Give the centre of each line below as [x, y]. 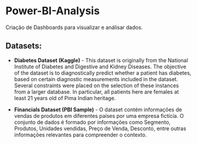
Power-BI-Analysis [53, 11]
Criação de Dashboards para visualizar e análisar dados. [74, 27]
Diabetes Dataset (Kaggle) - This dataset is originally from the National [101, 60]
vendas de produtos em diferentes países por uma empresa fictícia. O [99, 116]
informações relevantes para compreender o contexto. [80, 135]
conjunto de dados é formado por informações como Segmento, [92, 122]
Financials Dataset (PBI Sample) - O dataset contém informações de [98, 109]
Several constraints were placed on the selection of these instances [96, 85]
